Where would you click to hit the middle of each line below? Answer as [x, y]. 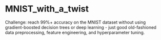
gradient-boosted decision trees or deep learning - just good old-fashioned [81, 27]
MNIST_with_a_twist [47, 9]
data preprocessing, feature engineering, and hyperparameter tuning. [75, 32]
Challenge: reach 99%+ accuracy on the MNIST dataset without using [76, 22]
